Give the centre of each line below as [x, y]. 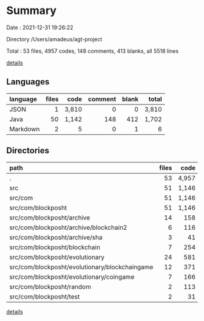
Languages [28, 82]
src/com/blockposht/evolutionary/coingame [72, 277]
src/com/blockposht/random [50, 286]
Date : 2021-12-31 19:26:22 [40, 27]
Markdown [25, 129]
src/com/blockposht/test [45, 297]
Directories [28, 150]
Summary [31, 11]
